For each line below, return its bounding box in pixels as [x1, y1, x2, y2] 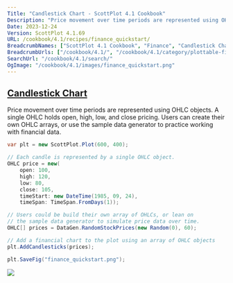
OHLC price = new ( [7, 160, 60, 167]
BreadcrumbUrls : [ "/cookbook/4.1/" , [7, 49, 113, 56]
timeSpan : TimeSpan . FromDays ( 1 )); [19, 199, 119, 206]
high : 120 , [19, 173, 51, 180]
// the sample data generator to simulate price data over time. [7, 218, 200, 225]
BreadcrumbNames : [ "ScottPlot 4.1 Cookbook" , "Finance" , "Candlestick [7, 42, 216, 49]
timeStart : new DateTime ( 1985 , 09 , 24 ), [19, 192, 138, 200]
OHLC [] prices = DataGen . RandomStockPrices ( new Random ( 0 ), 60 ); [7, 225, 197, 232]
